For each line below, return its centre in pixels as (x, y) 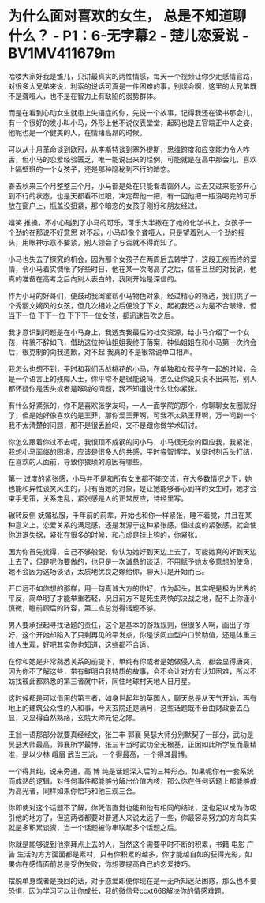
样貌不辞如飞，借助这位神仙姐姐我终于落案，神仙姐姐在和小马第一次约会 (139, 342)
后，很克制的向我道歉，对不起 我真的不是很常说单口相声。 (103, 352)
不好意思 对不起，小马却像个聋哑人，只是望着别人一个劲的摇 (147, 232)
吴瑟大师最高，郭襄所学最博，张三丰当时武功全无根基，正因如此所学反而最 (129, 744)
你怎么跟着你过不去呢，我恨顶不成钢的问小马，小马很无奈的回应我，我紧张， (132, 442)
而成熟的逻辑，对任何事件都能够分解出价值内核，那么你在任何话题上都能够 (129, 780)
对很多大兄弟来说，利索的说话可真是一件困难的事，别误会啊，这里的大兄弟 (129, 86)
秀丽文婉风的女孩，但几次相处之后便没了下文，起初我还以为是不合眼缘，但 (136, 305)
